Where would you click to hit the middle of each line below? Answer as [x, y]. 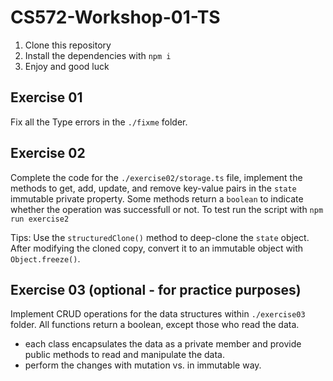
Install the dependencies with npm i [98, 55]
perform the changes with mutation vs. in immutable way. [143, 365]
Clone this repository [68, 45]
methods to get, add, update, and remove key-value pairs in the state [153, 188]
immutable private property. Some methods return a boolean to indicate [157, 198]
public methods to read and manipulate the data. [125, 355]
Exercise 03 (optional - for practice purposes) [156, 289]
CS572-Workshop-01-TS [115, 17]
